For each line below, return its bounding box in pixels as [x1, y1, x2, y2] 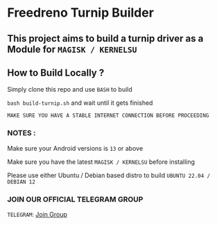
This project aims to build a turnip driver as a [7, 33, 204, 44]
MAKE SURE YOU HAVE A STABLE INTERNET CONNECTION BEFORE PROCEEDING [7, 112, 209, 119]
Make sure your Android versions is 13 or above [7, 144, 144, 152]
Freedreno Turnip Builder [7, 5, 155, 21]
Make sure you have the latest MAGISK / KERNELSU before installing [7, 158, 196, 166]
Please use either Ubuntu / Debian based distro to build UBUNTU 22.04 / [7, 171, 211, 179]
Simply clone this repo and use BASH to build [7, 85, 133, 94]
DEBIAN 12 [7, 178, 36, 185]
